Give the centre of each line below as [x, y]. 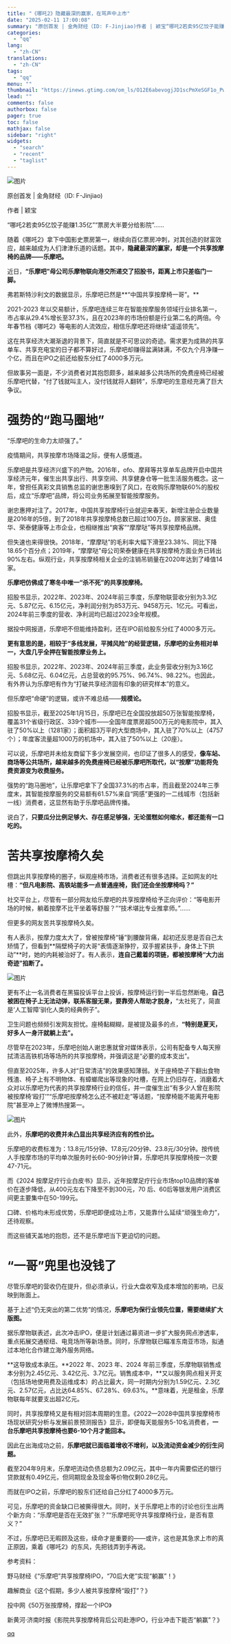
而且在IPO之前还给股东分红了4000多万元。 [86, 358]
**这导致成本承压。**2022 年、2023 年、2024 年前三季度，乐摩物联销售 [111, 1364]
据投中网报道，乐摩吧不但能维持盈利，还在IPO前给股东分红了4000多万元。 [113, 628]
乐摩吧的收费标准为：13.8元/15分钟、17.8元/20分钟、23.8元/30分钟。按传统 [113, 1148]
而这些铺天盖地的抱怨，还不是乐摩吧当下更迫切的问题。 [85, 1236]
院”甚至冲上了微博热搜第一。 [48, 1105]
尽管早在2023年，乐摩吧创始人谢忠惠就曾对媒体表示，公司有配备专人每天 [111, 1047]
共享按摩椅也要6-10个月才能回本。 [80, 1430]
